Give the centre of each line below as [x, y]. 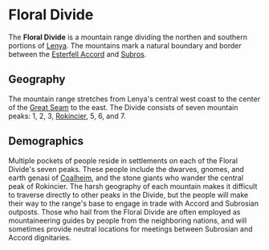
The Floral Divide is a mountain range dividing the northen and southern [128, 37]
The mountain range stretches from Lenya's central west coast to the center [134, 99]
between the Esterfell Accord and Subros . [77, 54]
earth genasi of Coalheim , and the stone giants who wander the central [126, 178]
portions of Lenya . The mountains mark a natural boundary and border [125, 45]
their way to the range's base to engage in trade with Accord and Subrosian [134, 203]
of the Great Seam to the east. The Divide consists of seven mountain [123, 107]
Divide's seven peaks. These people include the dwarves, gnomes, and [126, 169]
